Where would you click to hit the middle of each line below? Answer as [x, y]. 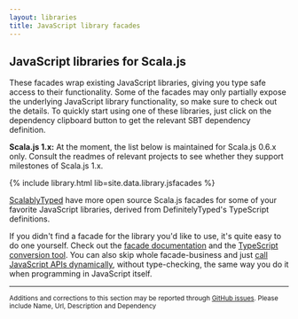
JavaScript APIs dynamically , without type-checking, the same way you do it [149, 265]
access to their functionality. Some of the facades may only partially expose [148, 92]
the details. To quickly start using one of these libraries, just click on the [141, 111]
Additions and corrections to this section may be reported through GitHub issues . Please [144, 299]
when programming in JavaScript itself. [81, 274]
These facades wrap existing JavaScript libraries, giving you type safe [137, 83]
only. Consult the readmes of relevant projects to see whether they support [146, 157]
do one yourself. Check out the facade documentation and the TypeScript [144, 245]
